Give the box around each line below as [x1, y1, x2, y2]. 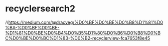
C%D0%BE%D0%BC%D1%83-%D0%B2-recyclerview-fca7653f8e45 [5, 35, 150, 41]
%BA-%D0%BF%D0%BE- [5, 24, 60, 30]
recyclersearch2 [5, 3, 76, 14]
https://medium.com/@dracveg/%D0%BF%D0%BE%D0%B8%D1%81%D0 [8, 19, 163, 25]
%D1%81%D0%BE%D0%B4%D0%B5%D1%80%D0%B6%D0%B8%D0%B [5, 30, 161, 36]
